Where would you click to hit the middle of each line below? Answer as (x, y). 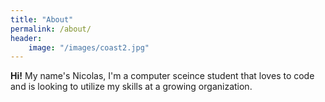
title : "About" (42, 19)
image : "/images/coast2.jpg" (89, 47)
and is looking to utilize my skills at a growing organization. (131, 87)
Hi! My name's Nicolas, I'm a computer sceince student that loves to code (162, 76)
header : (26, 38)
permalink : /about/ (51, 29)
